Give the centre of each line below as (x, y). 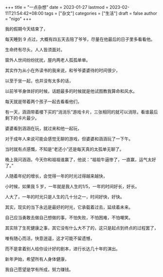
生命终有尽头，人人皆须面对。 (35, 50)
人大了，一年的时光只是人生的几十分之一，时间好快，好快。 (65, 197)
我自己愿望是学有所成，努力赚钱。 (39, 269)
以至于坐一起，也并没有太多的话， (39, 81)
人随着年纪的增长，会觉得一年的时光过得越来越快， (56, 176)
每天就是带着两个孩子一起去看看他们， (43, 101)
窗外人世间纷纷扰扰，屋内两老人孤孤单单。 (48, 60)
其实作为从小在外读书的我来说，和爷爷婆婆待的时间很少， (63, 70)
